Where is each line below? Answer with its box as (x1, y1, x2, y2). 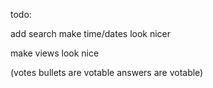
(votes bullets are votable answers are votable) (10, 67, 204, 78)
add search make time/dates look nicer (10, 28, 172, 39)
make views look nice (10, 47, 100, 59)
